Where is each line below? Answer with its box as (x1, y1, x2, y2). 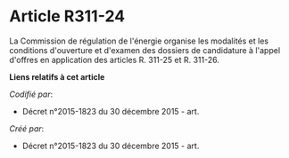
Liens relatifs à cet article (9, 71, 105, 82)
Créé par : (9, 122, 45, 134)
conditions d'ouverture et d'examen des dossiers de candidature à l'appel (9, 44, 281, 55)
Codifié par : (9, 89, 54, 99)
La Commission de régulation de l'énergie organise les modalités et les (9, 36, 269, 46)
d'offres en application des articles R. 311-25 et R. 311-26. (9, 54, 220, 65)
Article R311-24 (9, 6, 126, 27)
